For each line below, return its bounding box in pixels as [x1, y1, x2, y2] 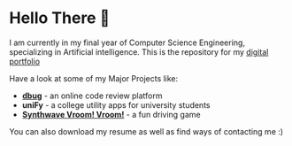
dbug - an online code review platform [21, 90, 163, 101]
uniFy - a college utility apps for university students [21, 99, 211, 110]
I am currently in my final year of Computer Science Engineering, [9, 37, 246, 48]
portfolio [9, 56, 41, 66]
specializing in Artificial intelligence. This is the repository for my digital [9, 46, 269, 57]
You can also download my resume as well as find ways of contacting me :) [9, 126, 284, 136]
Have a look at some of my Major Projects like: [9, 73, 179, 83]
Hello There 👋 [9, 8, 111, 28]
